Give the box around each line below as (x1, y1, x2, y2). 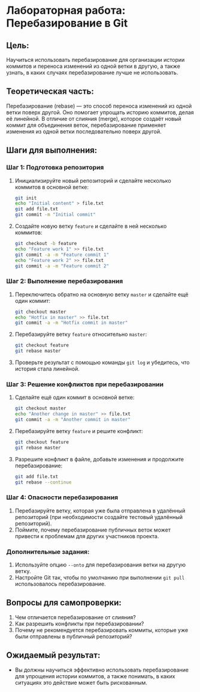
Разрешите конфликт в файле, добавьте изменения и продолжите (14, 455, 184, 463)
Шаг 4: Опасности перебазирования (6, 493, 119, 502)
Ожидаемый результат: (6, 650, 101, 661)
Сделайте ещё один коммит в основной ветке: (14, 394, 135, 401)
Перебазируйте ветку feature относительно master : (14, 331, 147, 338)
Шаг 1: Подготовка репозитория (6, 163, 104, 172)
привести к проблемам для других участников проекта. (14, 532, 159, 539)
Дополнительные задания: (6, 547, 90, 556)
